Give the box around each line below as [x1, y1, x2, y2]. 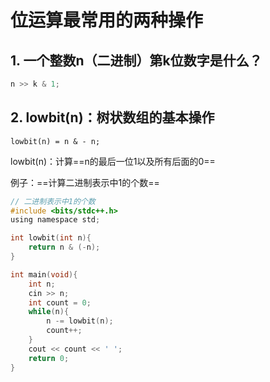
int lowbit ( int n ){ [10, 233, 92, 243]
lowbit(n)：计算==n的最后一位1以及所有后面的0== [10, 155, 216, 167]
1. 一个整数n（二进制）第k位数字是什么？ [10, 52, 263, 69]
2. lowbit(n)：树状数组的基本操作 [10, 109, 215, 126]
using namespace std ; [10, 215, 101, 225]
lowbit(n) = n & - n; [10, 136, 101, 146]
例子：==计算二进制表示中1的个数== [10, 176, 160, 188]
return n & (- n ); [28, 242, 101, 253]
